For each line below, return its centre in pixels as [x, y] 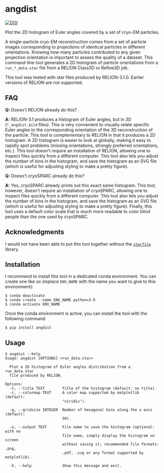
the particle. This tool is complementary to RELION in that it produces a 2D [80, 135]
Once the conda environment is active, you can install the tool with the [76, 313]
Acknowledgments [35, 232]
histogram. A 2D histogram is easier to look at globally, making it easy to [78, 140]
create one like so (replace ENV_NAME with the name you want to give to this [81, 281]
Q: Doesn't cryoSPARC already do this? [45, 176]
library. [12, 249]
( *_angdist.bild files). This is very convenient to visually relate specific [77, 124]
